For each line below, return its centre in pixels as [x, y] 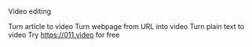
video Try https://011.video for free [64, 35]
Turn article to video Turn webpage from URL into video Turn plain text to [126, 26]
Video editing [30, 11]
